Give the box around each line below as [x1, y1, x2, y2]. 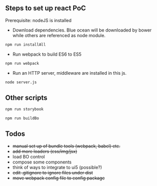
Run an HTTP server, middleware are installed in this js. [12, 70, 127, 76]
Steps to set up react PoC [5, 4, 86, 13]
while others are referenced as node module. [12, 32, 106, 38]
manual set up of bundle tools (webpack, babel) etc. [12, 143, 120, 149]
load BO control [12, 153, 45, 159]
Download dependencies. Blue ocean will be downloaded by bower [12, 27, 152, 33]
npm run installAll [5, 42, 46, 47]
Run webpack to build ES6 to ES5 [12, 51, 82, 57]
